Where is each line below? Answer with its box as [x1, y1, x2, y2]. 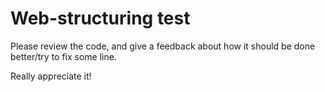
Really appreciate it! [10, 70, 92, 82]
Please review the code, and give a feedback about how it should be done [10, 40, 316, 52]
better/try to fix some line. [10, 50, 117, 62]
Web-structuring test [10, 7, 191, 30]
